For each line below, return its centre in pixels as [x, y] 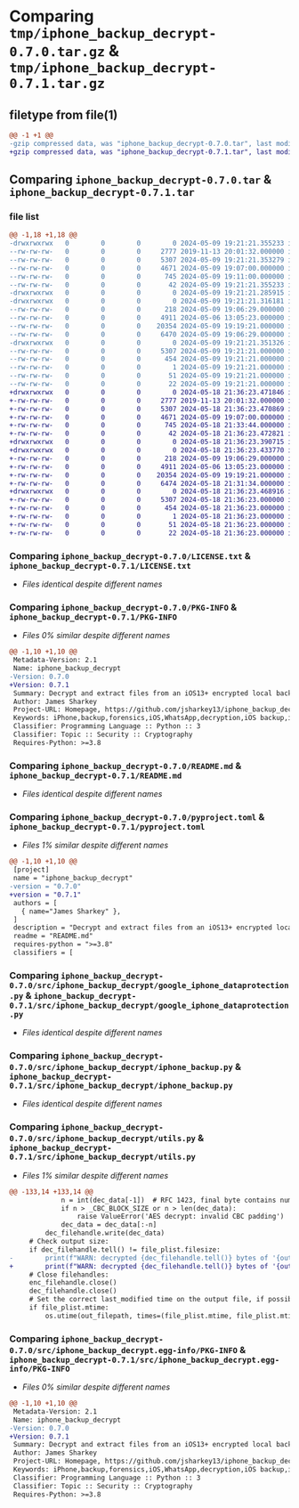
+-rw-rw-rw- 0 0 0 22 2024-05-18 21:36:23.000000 [147, 533]
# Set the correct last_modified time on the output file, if [147, 1300]
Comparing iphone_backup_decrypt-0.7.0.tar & [140, 180]
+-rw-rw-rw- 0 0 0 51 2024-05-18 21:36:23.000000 [147, 524]
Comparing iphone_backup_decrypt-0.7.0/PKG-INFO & [123, 607]
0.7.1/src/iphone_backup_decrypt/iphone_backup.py [121, 1086]
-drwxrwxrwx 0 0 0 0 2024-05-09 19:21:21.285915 [147, 293]
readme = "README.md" [53, 936]
